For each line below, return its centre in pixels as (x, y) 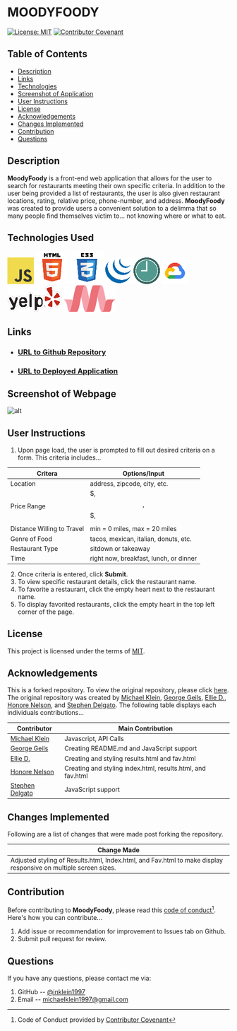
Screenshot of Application (55, 93)
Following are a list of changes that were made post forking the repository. (115, 834)
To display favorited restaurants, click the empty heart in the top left (116, 604)
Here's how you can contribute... (55, 918)
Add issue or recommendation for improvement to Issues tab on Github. (122, 931)
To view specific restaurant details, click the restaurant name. (107, 581)
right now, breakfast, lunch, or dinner (144, 559)
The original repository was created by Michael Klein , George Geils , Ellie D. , (117, 698)
